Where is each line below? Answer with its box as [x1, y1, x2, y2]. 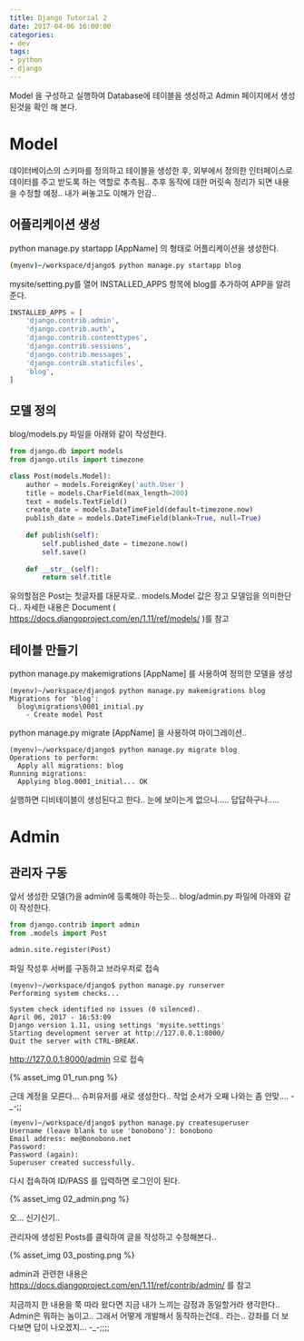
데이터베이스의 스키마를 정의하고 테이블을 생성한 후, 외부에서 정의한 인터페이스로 [9, 164, 293, 175]
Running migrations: [9, 770, 88, 779]
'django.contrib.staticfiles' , [25, 358, 144, 368]
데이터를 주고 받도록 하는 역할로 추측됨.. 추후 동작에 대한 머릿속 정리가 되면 [9, 176, 273, 187]
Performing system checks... [9, 988, 120, 998]
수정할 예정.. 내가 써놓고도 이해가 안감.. [18, 187, 157, 198]
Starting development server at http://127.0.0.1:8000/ [9, 1028, 225, 1038]
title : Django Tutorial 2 [9, 13, 107, 23]
